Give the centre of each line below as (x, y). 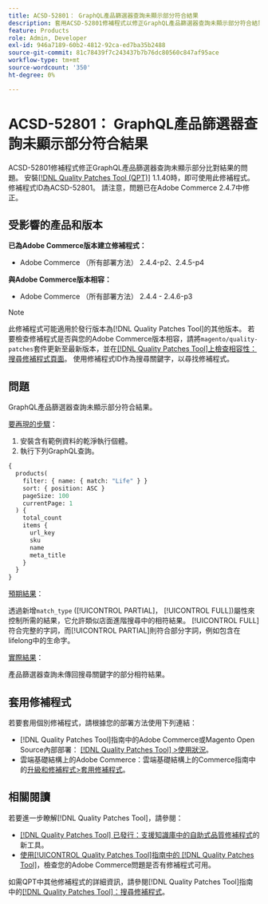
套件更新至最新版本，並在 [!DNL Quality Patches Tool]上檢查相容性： (145, 349)
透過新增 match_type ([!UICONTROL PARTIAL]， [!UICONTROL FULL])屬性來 (132, 610)
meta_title (47, 555)
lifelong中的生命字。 (41, 641)
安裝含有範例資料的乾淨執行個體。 (76, 441)
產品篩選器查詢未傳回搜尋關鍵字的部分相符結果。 (89, 674)
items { (35, 526)
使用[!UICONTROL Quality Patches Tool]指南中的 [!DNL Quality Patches (137, 855)
